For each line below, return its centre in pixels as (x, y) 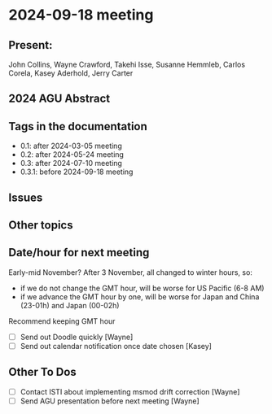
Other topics (41, 225)
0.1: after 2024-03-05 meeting (71, 146)
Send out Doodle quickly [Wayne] (77, 337)
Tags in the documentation (78, 126)
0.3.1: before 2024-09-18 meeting (77, 172)
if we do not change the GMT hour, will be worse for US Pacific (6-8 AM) (142, 288)
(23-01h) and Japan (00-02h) (70, 305)
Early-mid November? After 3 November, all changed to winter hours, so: (130, 272)
